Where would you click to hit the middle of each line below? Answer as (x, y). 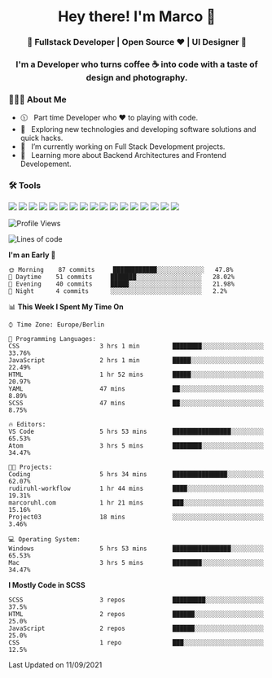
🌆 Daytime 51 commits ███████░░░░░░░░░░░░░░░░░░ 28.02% (121, 277)
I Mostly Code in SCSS (47, 584)
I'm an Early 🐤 (32, 255)
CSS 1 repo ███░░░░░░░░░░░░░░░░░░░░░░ (136, 642)
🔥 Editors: (27, 424)
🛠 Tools (25, 186)
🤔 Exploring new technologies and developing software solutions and (138, 129)
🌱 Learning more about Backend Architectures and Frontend (123, 155)
